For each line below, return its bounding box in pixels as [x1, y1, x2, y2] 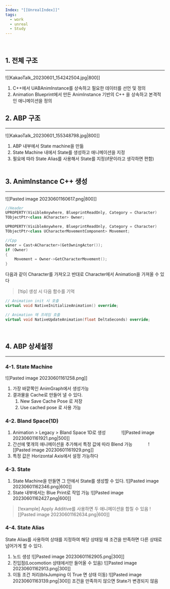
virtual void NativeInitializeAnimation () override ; [5, 303, 119, 308]
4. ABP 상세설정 [5, 342, 53, 351]
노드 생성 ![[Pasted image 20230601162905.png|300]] [12, 553, 125, 560]
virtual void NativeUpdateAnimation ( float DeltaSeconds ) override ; [5, 317, 151, 322]
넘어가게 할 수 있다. [5, 542, 43, 548]
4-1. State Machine [5, 363, 53, 370]
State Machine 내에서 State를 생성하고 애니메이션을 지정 [12, 149, 125, 155]
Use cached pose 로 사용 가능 [20, 404, 81, 410]
